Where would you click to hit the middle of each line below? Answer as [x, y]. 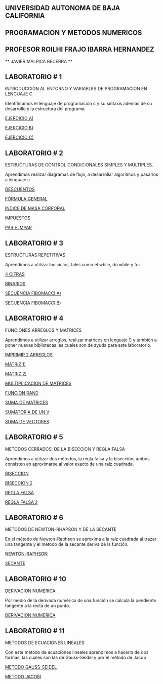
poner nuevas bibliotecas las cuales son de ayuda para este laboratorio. [78, 345]
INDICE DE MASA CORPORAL [35, 208]
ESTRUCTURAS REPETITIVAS [35, 255]
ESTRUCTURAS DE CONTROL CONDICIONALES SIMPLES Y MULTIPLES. [79, 165]
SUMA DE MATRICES [27, 402]
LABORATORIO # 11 [35, 631]
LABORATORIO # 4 [34, 318]
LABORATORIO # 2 [34, 153]
